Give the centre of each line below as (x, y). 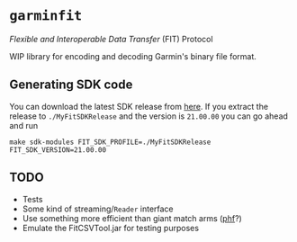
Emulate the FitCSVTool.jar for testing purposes (111, 228)
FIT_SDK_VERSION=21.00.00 (58, 150)
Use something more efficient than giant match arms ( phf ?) (132, 218)
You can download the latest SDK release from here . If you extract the (139, 106)
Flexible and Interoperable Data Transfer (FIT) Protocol (111, 39)
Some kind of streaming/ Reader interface (98, 209)
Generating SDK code (71, 85)
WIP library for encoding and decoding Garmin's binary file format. (133, 56)
